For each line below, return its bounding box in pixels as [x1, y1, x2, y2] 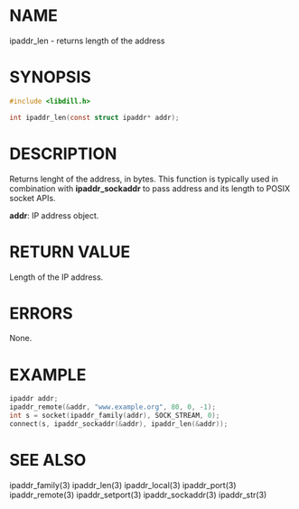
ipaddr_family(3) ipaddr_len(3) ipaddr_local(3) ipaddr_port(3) [9, 479, 237, 490]
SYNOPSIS [9, 67, 92, 88]
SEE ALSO [9, 450, 87, 470]
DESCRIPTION [9, 143, 117, 163]
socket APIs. [9, 192, 56, 203]
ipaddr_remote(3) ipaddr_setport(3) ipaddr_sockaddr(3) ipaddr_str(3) [9, 489, 267, 500]
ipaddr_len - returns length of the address [9, 35, 165, 46]
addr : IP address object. [9, 209, 99, 221]
